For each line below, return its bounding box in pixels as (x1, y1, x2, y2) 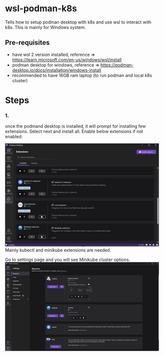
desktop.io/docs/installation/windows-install (12, 67, 102, 73)
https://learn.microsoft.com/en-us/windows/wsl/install (12, 57, 122, 63)
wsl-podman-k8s (5, 3, 77, 14)
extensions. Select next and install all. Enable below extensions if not (5, 128, 143, 135)
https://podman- (100, 62, 134, 68)
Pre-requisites (5, 39, 50, 47)
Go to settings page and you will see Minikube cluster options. (5, 257, 130, 262)
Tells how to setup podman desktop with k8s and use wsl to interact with (5, 19, 152, 25)
